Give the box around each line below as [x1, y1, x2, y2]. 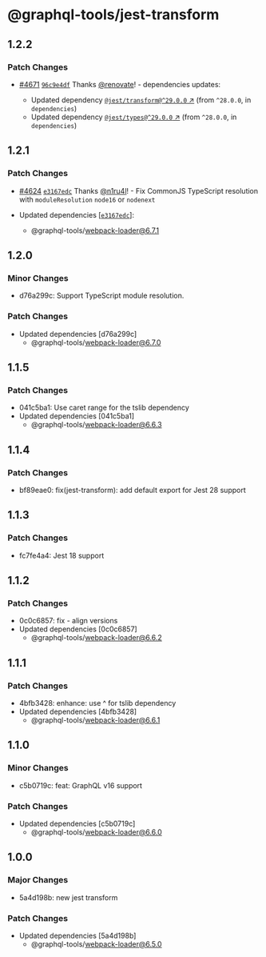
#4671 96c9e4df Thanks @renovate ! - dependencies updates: [18, 79, 221, 89]
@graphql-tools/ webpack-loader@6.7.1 [30, 226, 160, 235]
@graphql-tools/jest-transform [7, 6, 220, 24]
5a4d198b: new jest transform [18, 892, 118, 902]
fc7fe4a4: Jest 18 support [18, 551, 105, 560]
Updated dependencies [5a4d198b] [18, 931, 137, 940]
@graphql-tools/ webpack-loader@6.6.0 [30, 827, 163, 837]
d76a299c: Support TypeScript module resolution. [18, 290, 185, 301]
